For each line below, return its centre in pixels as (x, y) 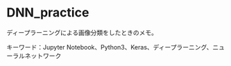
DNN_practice (48, 13)
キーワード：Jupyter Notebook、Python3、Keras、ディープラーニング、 (110, 47)
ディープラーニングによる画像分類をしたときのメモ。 (82, 32)
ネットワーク (43, 56)
